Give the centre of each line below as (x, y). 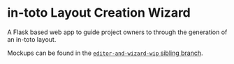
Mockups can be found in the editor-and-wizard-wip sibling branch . (105, 53)
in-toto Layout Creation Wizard (99, 13)
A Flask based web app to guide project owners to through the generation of (117, 32)
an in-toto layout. (32, 39)
